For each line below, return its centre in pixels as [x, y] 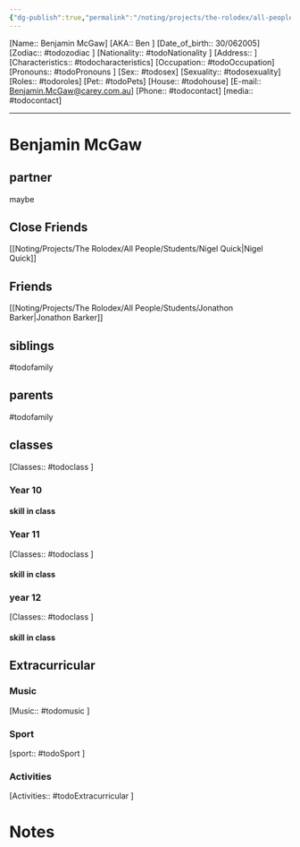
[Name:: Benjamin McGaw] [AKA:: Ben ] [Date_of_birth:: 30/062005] [135, 43]
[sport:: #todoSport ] [47, 753]
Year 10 [26, 490]
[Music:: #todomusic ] [50, 710]
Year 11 [25, 535]
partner [31, 178]
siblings [32, 346]
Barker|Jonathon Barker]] [56, 318]
